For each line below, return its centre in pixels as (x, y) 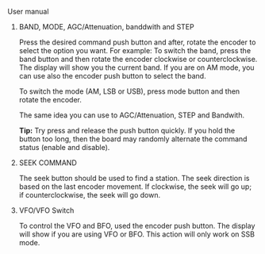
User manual (28, 12)
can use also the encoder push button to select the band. (113, 76)
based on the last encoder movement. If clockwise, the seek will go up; (135, 187)
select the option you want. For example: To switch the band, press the (135, 50)
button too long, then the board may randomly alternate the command (133, 139)
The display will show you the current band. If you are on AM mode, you (136, 67)
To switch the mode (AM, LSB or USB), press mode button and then (129, 91)
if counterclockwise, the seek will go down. (89, 195)
